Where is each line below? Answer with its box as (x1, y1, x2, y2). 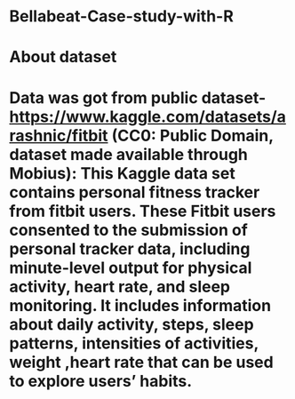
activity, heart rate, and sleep (9, 276, 231, 297)
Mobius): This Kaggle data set (9, 163, 235, 183)
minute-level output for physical (9, 258, 252, 277)
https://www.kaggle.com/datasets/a (9, 107, 287, 126)
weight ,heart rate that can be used (9, 352, 274, 372)
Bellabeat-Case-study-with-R (9, 6, 234, 27)
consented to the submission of (9, 219, 249, 240)
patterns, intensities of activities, (9, 333, 259, 353)
